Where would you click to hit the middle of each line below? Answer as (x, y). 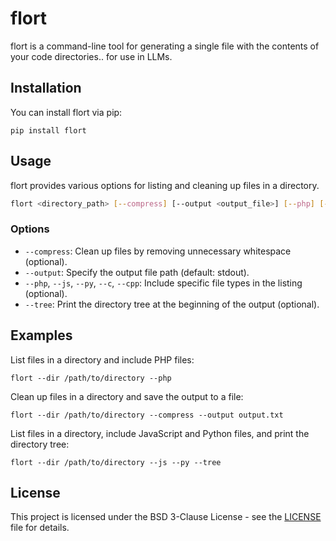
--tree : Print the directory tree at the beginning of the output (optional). (172, 304)
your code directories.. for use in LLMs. (91, 56)
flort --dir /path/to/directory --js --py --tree (116, 462)
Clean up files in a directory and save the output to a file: (127, 396)
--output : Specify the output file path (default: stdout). (137, 272)
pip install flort (48, 130)
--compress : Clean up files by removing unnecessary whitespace (158, 251)
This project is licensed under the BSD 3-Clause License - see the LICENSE (166, 517)
